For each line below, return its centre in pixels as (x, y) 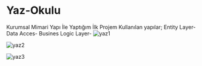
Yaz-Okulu (34, 10)
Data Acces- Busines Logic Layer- (49, 33)
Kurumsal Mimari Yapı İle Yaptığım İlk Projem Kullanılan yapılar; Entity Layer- (101, 27)
